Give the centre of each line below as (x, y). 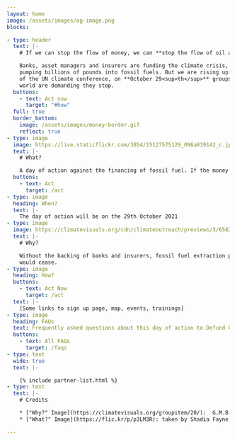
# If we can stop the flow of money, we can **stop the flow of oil (122, 53)
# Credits (34, 400)
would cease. (39, 262)
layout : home (26, 14)
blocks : (18, 27)
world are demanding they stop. (67, 86)
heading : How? (34, 276)
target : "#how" (48, 105)
